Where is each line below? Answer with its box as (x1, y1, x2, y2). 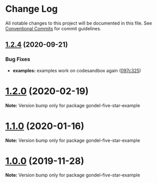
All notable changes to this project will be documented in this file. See (5, 20, 152, 26)
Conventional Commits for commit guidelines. (5, 25, 101, 31)
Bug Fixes (5, 56, 31, 63)
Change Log (5, 3, 58, 15)
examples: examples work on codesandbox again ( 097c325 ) (12, 67, 142, 73)
